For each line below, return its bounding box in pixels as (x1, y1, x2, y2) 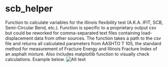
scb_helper (5, 3, 53, 14)
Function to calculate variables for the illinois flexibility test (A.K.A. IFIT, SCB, (5, 19, 163, 25)
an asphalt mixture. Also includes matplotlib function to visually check (5, 51, 149, 57)
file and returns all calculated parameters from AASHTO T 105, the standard (5, 40, 161, 46)
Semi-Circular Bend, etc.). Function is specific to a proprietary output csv (5, 24, 156, 30)
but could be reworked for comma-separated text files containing (5, 30, 140, 36)
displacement (5, 35, 34, 41)
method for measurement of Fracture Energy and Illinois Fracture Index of (5, 46, 157, 52)
